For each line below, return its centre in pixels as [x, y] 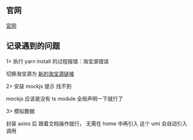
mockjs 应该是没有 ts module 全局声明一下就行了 [65, 98]
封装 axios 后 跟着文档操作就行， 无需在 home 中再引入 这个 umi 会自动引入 [97, 123]
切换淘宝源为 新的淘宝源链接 [40, 74]
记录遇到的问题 [33, 46]
